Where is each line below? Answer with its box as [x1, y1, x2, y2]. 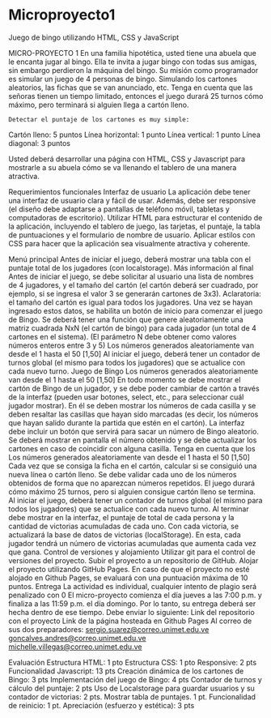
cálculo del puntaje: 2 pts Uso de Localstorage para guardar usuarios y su [8, 683, 255, 693]
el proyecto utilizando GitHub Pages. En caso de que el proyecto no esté [8, 564, 250, 574]
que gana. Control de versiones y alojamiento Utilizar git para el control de [8, 547, 256, 557]
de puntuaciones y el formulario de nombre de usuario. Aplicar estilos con [8, 229, 256, 240]
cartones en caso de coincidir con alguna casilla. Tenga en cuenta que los [8, 443, 256, 453]
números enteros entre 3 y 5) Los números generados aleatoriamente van [8, 340, 255, 350]
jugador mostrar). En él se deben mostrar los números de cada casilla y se [8, 400, 256, 410]
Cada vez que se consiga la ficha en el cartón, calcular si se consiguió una [8, 460, 257, 471]
